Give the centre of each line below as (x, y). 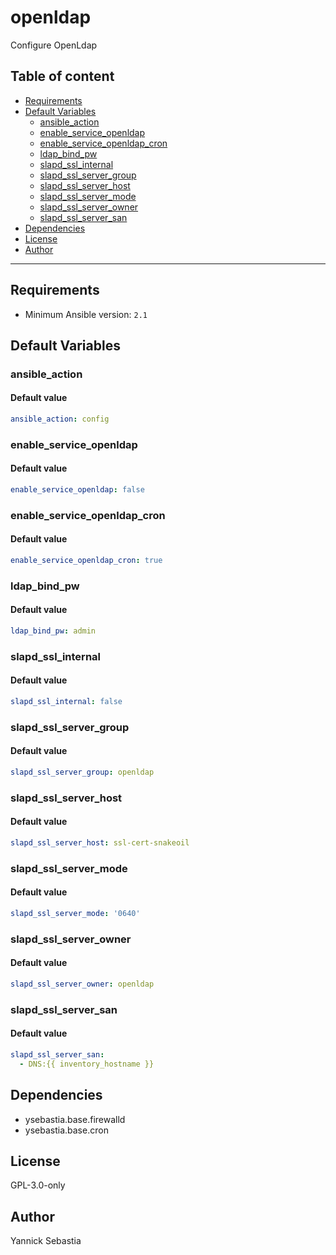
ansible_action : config (60, 419)
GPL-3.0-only (38, 1185)
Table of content (62, 76)
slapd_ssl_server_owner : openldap (82, 984)
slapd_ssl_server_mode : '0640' (75, 914)
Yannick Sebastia (46, 1241)
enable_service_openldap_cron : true (86, 561)
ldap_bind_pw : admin (53, 631)
